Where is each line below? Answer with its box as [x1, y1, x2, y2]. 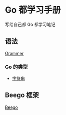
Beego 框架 [5, 91, 40, 99]
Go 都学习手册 [5, 4, 61, 16]
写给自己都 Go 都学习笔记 [5, 21, 55, 27]
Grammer [5, 50, 24, 56]
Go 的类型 [5, 63, 28, 70]
